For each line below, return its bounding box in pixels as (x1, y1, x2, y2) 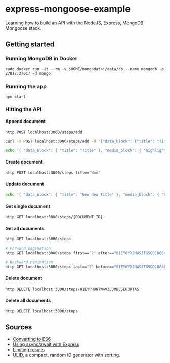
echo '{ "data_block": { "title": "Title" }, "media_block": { (5, 148, 142, 153)
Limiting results (12, 347, 45, 353)
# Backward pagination (5, 259, 53, 265)
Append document (5, 118, 46, 125)
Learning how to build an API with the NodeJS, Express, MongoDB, (5, 20, 145, 26)
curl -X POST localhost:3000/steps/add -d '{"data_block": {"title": (5, 139, 155, 144)
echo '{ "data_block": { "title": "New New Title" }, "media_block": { (5, 192, 159, 197)
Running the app (5, 83, 47, 90)
